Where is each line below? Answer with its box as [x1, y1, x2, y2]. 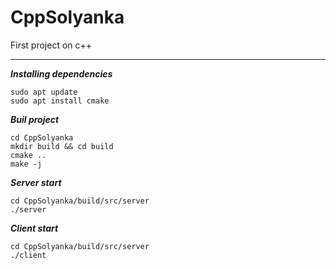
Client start [10, 222, 59, 234]
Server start [10, 176, 62, 188]
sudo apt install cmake [10, 96, 110, 106]
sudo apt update [10, 87, 78, 97]
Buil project [10, 113, 60, 125]
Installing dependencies [10, 67, 113, 80]
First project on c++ [10, 39, 93, 51]
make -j [10, 159, 43, 169]
